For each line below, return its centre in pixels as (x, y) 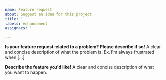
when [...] (15, 57)
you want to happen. (26, 72)
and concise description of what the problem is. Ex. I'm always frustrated (80, 52)
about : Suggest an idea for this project (49, 14)
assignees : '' (20, 28)
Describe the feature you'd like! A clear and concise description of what (80, 67)
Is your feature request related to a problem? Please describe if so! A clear (83, 47)
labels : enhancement (27, 24)
